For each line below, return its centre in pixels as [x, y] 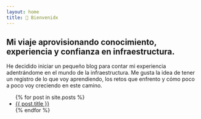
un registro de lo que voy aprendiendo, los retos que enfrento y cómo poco [100, 79]
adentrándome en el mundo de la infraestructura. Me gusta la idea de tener [100, 73]
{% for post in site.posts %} [50, 97]
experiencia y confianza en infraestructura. [91, 51]
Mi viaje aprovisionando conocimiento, [82, 42]
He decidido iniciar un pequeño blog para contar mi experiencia [86, 66]
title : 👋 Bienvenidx [33, 18]
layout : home [23, 12]
